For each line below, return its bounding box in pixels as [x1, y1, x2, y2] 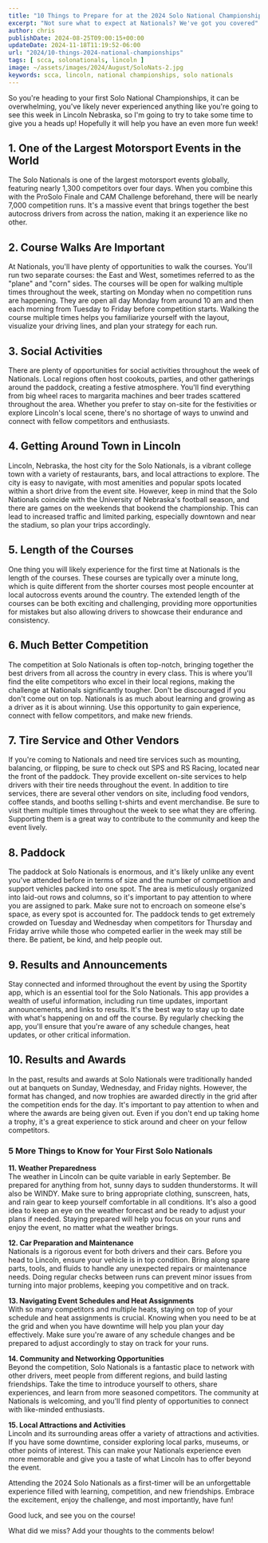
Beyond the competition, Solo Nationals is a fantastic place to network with [8, 1363, 255, 1372]
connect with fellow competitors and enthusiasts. [8, 417, 170, 426]
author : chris [8, 26, 56, 34]
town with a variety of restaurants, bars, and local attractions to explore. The [8, 469, 260, 479]
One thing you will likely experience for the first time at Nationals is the [8, 564, 241, 574]
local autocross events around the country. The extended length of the [8, 590, 241, 599]
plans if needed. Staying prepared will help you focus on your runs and [8, 1214, 242, 1224]
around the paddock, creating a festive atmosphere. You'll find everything [8, 382, 251, 392]
